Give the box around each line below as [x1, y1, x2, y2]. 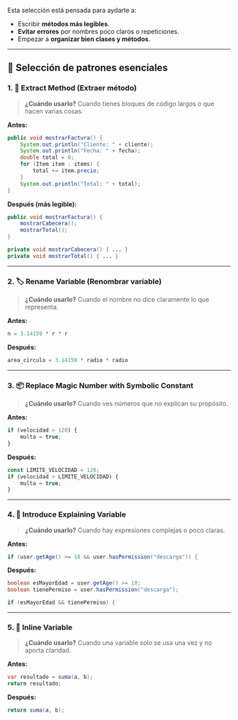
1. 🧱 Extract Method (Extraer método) [7, 83, 137, 93]
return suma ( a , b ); [7, 707, 65, 714]
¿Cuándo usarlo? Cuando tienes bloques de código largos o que [24, 99, 215, 108]
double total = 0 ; [20, 154, 74, 162]
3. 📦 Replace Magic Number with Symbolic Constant [7, 381, 193, 390]
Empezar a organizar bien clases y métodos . [17, 35, 151, 43]
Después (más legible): [7, 200, 77, 208]
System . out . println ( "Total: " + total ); [20, 180, 141, 187]
